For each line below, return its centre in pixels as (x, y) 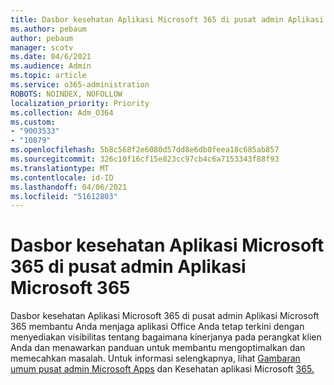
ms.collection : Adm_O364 (62, 112)
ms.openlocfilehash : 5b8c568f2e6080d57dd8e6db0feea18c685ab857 (145, 150)
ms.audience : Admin (51, 66)
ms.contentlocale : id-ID (62, 177)
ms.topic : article (48, 76)
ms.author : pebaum (48, 29)
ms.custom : (33, 122)
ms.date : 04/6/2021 (51, 57)
